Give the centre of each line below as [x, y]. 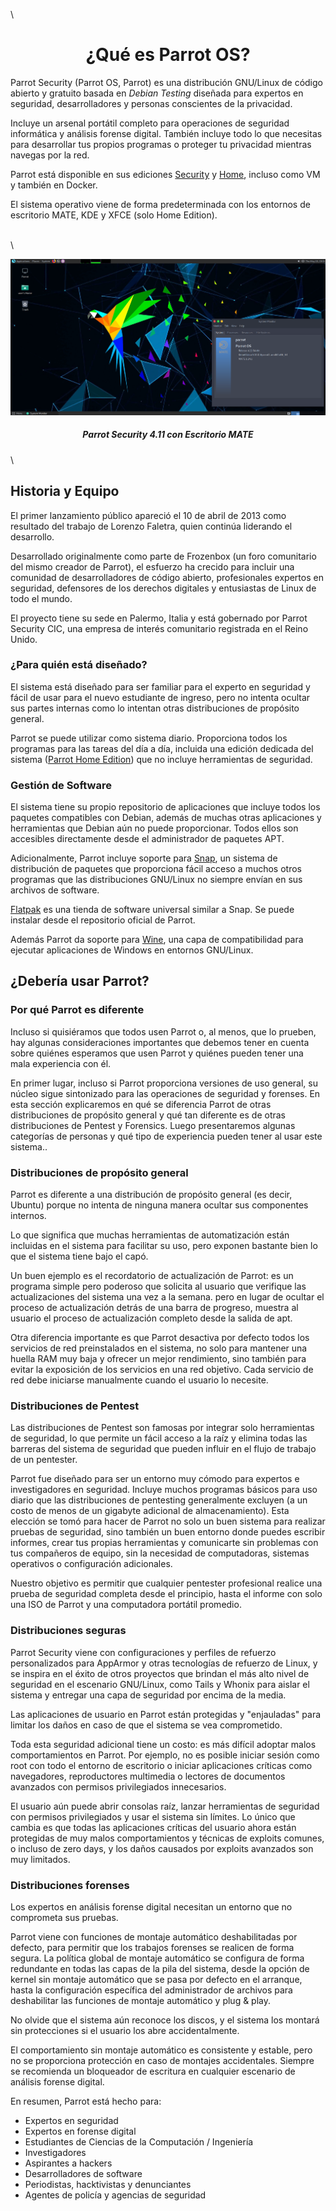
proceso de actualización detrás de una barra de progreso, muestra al [154, 1308]
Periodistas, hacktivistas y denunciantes [108, 2184]
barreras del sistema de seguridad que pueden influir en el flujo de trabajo [163, 1449]
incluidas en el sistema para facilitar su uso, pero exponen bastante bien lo [164, 1246]
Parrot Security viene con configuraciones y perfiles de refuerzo [143, 1652]
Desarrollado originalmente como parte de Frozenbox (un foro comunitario [163, 556]
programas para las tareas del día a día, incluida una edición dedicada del [162, 748]
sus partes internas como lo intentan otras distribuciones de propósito [155, 708]
